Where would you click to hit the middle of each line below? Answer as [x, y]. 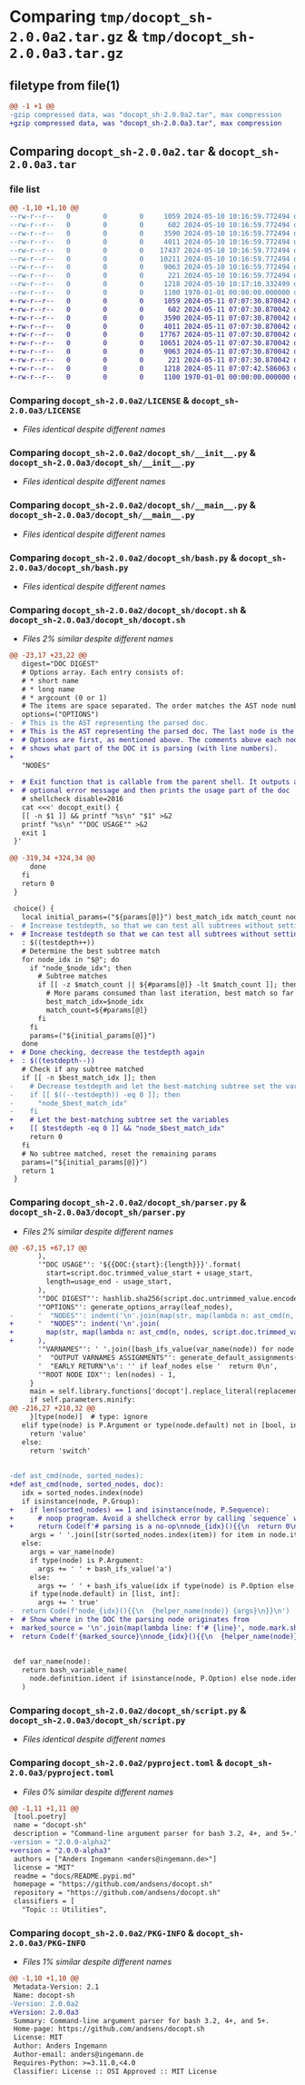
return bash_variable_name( [74, 1670]
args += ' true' [69, 1603]
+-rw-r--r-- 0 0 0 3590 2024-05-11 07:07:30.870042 [150, 318]
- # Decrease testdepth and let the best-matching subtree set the [146, 1086]
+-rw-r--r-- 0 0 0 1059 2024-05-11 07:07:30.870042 [150, 301]
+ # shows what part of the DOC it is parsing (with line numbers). [144, 748]
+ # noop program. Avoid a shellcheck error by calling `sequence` [150, 1518]
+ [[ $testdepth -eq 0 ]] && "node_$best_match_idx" [117, 1128]
